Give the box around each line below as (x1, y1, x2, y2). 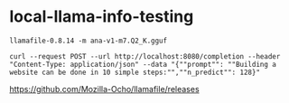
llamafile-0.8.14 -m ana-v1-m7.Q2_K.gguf (9, 36, 168, 45)
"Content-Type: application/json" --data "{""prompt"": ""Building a (9, 60, 277, 69)
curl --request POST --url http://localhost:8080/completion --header (9, 51, 281, 61)
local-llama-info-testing (9, 6, 194, 27)
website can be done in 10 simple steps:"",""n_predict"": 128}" (9, 68, 260, 77)
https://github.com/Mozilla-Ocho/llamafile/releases (9, 83, 200, 94)
